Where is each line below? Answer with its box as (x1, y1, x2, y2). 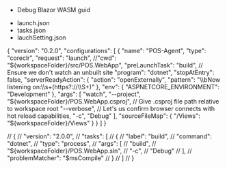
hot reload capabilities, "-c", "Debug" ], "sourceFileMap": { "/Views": (7, 112, 200, 120)
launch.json (16, 19, 50, 27)
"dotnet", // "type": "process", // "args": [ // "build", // (7, 140, 157, 147)
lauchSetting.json (16, 33, 66, 42)
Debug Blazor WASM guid (16, 6, 91, 14)
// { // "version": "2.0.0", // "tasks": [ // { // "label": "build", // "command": (7, 132, 212, 140)
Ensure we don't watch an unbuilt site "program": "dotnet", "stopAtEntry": (7, 68, 215, 76)
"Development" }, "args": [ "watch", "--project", (7, 90, 142, 98)
